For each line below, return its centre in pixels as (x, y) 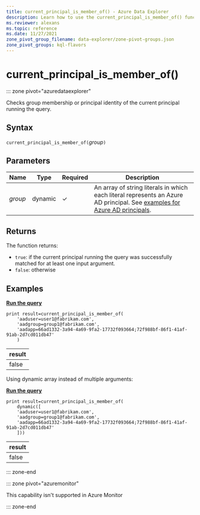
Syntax (20, 128)
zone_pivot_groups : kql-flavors (46, 45)
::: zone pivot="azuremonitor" (43, 483)
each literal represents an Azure (138, 195)
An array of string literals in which (141, 187)
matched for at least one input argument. (65, 264)
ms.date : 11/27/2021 (32, 34)
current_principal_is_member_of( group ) (56, 142)
